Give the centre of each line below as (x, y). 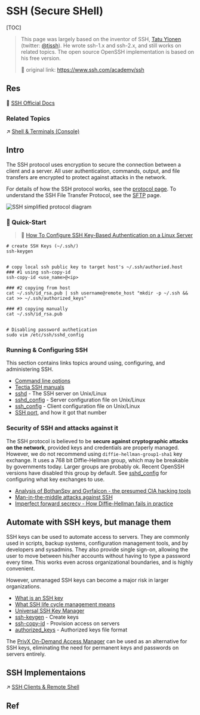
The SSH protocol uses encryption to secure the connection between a (93, 164)
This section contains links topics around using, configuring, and (86, 363)
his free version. (41, 58)
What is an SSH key (39, 598)
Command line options (42, 381)
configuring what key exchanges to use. (56, 479)
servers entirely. (26, 654)
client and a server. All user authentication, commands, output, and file (93, 171)
